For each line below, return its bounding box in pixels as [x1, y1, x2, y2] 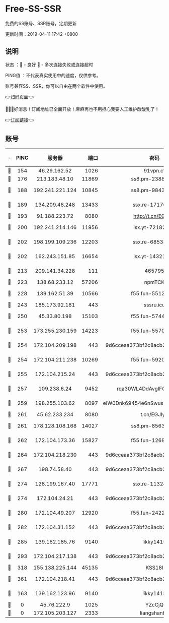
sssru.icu [143, 301, 165, 308]
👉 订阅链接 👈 [5, 116, 34, 122]
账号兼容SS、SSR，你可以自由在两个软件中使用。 [5, 83, 108, 89]
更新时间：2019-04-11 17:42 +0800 [5, 31, 78, 37]
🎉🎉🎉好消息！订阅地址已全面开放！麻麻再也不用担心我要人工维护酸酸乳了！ [5, 106, 159, 112]
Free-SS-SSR [5, 3, 61, 15]
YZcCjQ [145, 601, 164, 608]
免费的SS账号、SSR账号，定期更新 [5, 20, 77, 26]
